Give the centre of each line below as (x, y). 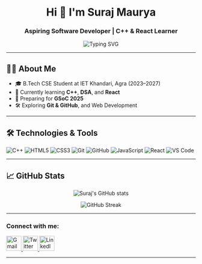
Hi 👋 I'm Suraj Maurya (101, 12)
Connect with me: (33, 226)
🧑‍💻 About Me (31, 69)
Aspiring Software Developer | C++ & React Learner (101, 31)
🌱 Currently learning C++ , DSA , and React (67, 92)
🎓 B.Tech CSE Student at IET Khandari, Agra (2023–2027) (87, 84)
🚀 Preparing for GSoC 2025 (49, 99)
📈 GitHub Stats (35, 176)
